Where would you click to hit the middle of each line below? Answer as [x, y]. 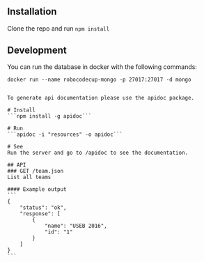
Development [37, 50]
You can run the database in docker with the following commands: [102, 67]
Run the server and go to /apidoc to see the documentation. [98, 153]
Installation [32, 11]
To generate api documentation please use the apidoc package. [101, 98]
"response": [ [40, 214]
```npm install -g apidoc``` [49, 116]
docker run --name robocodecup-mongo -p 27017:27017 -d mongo [99, 80]
